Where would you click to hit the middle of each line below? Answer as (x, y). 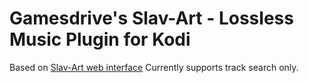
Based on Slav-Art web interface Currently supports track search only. (154, 67)
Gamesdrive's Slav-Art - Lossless (151, 18)
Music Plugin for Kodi (100, 39)
